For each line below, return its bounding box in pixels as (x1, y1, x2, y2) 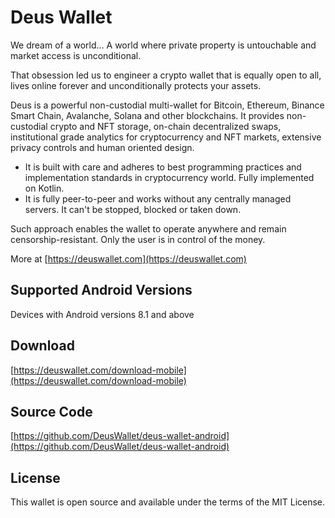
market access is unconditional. (10, 49, 142, 61)
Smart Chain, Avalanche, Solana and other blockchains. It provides (10, 109, 285, 121)
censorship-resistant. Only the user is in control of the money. (10, 233, 266, 245)
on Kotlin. (24, 182, 65, 194)
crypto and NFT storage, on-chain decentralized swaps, (49, 120, 282, 132)
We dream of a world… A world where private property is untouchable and (10, 39, 317, 51)
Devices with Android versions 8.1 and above (10, 308, 195, 320)
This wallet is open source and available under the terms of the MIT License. (10, 496, 326, 508)
